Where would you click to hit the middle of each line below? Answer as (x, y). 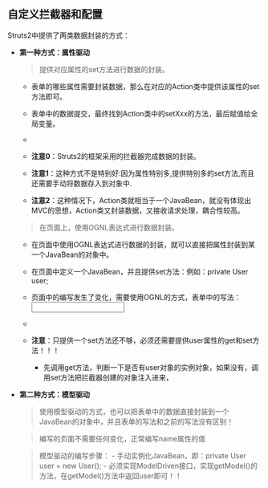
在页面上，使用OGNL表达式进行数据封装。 (109, 227)
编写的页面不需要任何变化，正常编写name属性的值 (122, 438)
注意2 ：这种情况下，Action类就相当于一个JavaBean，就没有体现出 (141, 200)
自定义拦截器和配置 (55, 14)
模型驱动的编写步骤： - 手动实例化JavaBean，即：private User (142, 455)
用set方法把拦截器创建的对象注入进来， (108, 377)
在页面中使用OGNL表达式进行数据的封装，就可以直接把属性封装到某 (143, 244)
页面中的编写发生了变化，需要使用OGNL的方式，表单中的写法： (136, 297)
